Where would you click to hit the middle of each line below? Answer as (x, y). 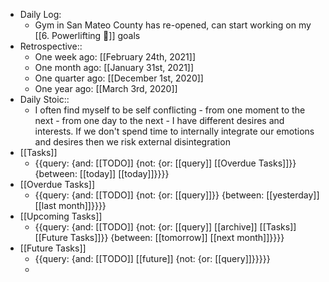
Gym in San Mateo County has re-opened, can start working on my (173, 25)
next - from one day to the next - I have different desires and (159, 120)
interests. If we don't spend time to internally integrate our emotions (174, 131)
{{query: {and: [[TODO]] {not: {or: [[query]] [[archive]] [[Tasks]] (165, 227)
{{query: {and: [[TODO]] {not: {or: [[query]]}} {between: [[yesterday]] (177, 195)
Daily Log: (40, 14)
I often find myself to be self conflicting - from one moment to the (170, 110)
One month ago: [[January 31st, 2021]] (114, 67)
